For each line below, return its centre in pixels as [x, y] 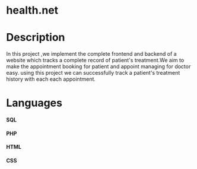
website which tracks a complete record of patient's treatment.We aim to [95, 60]
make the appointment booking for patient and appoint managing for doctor [99, 66]
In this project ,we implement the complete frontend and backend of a [91, 54]
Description [36, 38]
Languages [34, 103]
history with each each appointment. [51, 79]
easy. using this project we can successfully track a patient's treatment [93, 73]
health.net [32, 10]
